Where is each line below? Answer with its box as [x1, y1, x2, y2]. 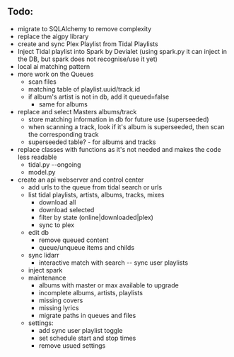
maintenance [28, 273, 66, 282]
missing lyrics [38, 303, 79, 312]
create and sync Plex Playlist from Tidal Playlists [17, 39, 158, 48]
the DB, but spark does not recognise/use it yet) [17, 55, 158, 63]
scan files [28, 77, 57, 86]
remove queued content [38, 236, 109, 244]
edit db [28, 228, 49, 236]
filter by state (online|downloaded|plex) [38, 213, 154, 221]
